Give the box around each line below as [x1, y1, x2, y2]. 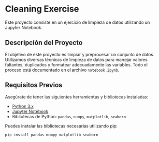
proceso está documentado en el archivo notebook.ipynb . [5, 67, 119, 73]
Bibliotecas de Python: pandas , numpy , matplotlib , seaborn [12, 113, 126, 119]
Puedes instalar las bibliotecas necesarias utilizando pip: [5, 123, 117, 129]
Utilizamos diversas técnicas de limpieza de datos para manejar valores [5, 57, 148, 63]
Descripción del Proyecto [5, 39, 83, 47]
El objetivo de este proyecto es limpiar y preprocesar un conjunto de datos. [5, 51, 155, 57]
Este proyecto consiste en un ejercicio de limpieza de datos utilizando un [5, 19, 150, 25]
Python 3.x [12, 103, 34, 109]
